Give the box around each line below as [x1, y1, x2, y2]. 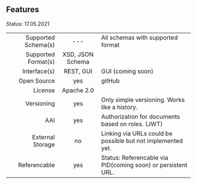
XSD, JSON [62, 50, 94, 58]
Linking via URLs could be [101, 129, 173, 137]
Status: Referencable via [101, 154, 168, 162]
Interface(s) [22, 67, 55, 75]
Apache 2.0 [62, 86, 94, 94]
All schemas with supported [101, 33, 178, 42]
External [32, 133, 55, 141]
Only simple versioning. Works [101, 96, 185, 104]
